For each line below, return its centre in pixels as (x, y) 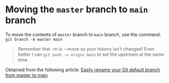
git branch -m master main (34, 39)
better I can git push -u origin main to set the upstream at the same (91, 54)
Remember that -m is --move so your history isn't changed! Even (86, 49)
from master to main (27, 75)
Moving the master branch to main (77, 9)
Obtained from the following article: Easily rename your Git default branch (83, 70)
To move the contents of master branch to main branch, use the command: (83, 34)
